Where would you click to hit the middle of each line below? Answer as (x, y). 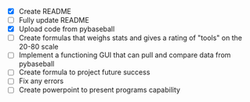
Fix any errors (41, 81)
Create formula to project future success (84, 72)
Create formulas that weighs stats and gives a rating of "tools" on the (130, 38)
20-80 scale (38, 47)
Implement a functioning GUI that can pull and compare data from (125, 55)
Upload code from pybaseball (67, 29)
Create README (45, 11)
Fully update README (54, 20)
